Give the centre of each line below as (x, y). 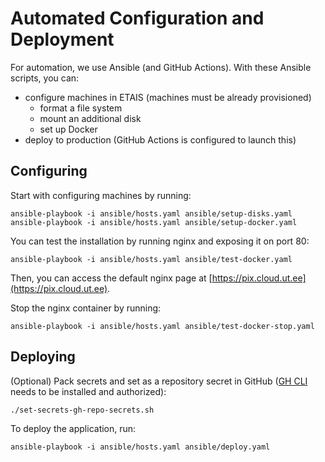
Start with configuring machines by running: (101, 195)
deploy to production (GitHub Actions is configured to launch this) (160, 139)
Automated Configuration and (137, 18)
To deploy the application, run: (73, 428)
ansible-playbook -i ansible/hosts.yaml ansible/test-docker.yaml (151, 259)
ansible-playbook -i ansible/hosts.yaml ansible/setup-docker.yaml (154, 222)
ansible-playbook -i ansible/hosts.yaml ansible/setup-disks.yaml (151, 213)
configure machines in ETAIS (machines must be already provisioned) (168, 97)
